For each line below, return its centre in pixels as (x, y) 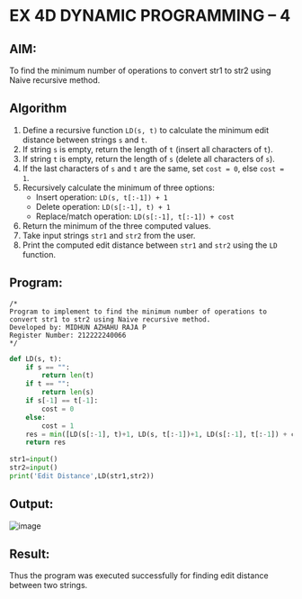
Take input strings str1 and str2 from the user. (109, 235)
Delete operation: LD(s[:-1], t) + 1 (103, 206)
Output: (31, 504)
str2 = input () (34, 467)
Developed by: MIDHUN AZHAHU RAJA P (78, 327)
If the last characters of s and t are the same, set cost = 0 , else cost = (153, 168)
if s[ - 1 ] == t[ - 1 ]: (62, 401)
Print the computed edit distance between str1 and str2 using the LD (150, 245)
